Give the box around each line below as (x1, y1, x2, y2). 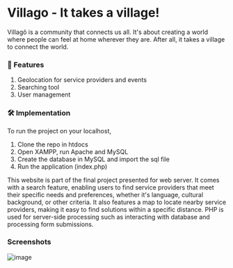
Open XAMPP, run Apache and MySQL (17, 147, 129, 156)
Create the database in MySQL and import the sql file (17, 155, 170, 163)
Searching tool (17, 83, 60, 92)
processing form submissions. (7, 220, 94, 228)
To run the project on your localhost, (7, 126, 111, 135)
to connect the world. (7, 42, 69, 51)
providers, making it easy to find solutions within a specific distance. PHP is (7, 205, 224, 213)
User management (17, 90, 71, 99)
